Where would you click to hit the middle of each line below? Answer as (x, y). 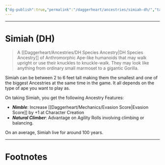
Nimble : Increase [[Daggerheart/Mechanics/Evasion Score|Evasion (80, 107)
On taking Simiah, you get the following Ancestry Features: (65, 98)
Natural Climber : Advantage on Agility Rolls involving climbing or (78, 117)
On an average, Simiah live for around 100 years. (54, 132)
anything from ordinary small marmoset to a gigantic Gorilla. (78, 68)
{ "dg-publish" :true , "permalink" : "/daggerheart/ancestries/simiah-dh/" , (80, 10)
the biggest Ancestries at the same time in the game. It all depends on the (80, 83)
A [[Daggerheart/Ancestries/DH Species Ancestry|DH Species (80, 52)
